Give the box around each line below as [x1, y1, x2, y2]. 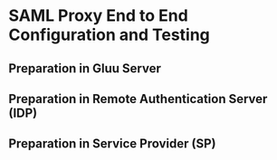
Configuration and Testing [8, 24, 210, 45]
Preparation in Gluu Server [8, 61, 162, 76]
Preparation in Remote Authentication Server [8, 91, 268, 107]
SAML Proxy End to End [8, 5, 189, 26]
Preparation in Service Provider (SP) [8, 136, 216, 152]
